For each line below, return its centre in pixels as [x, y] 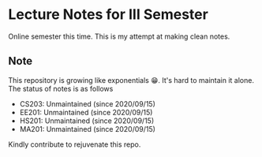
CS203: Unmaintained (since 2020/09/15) [88, 103]
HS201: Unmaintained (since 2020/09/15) [87, 121]
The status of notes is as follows [61, 88]
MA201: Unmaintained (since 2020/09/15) [88, 129]
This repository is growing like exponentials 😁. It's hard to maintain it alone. [131, 80]
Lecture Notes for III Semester [109, 15]
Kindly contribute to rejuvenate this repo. [75, 144]
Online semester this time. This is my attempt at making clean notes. [119, 36]
